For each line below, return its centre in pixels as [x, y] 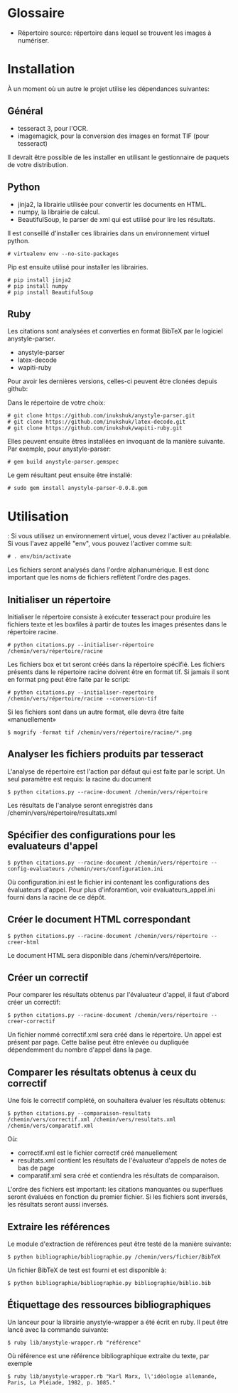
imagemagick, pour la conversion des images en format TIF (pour [113, 136]
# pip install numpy [38, 286]
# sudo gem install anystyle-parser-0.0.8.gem [77, 489]
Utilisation [38, 516]
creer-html [23, 942]
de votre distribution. [38, 164]
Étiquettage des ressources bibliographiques [109, 1305]
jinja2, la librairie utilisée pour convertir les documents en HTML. [112, 204]
